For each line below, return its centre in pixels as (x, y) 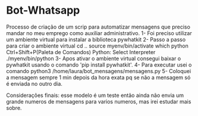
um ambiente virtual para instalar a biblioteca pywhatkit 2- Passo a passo (96, 39)
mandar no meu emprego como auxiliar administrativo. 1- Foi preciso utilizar (99, 33)
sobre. (14, 108)
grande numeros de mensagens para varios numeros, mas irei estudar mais (99, 101)
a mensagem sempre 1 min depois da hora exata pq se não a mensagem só (98, 77)
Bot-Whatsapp (43, 10)
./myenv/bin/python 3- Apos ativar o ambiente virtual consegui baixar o (94, 58)
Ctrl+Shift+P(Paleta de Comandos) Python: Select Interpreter (81, 52)
